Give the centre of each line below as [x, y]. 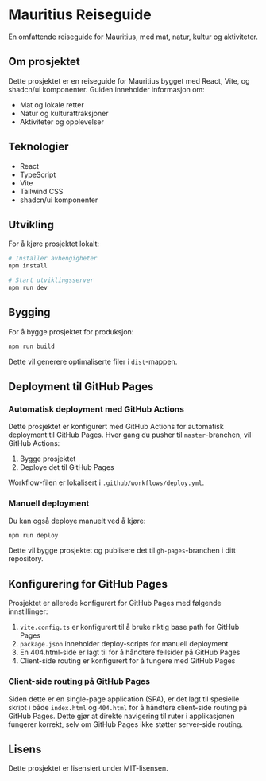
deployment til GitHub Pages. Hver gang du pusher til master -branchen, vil [130, 435]
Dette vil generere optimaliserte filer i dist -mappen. [93, 361]
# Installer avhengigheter [53, 259]
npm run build [32, 346]
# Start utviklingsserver [51, 280]
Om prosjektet [44, 62]
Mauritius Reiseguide [80, 15]
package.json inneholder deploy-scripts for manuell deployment [124, 644]
